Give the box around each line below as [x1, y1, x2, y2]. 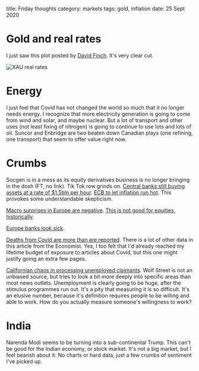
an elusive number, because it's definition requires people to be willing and [6, 292, 189, 299]
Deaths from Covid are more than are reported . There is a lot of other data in [6, 236, 194, 243]
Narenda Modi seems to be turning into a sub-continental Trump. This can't [6, 339, 191, 346]
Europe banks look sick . [6, 225, 65, 232]
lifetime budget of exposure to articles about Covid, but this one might [6, 248, 178, 255]
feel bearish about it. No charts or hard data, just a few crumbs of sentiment [6, 351, 192, 358]
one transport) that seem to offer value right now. [6, 135, 127, 142]
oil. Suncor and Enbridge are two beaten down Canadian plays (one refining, [6, 129, 193, 136]
